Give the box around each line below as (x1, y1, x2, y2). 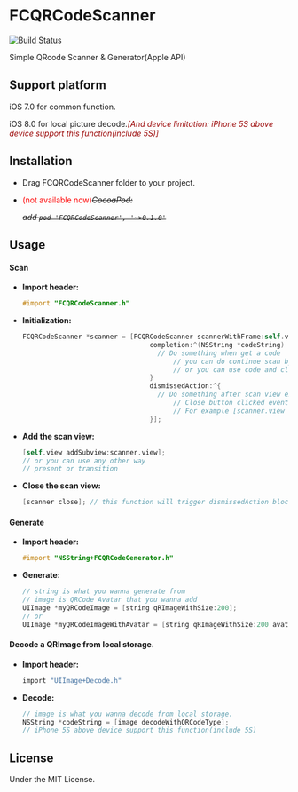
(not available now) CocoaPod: (21, 194, 133, 205)
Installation (9, 154, 73, 169)
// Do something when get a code (157, 348, 281, 358)
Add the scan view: (21, 431, 95, 441)
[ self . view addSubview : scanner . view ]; (21, 447, 166, 457)
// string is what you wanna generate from (21, 587, 186, 596)
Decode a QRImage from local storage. (9, 639, 155, 650)
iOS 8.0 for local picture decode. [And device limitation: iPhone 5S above (9, 118, 273, 129)
